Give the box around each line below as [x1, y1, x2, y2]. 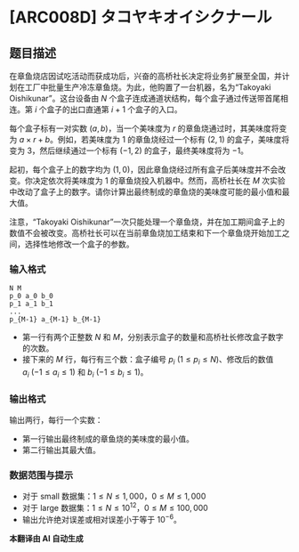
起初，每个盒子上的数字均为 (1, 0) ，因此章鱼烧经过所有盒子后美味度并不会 [9, 165, 279, 175]
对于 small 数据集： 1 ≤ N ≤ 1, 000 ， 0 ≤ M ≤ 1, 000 [21, 491, 206, 502]
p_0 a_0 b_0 [9, 292, 53, 301]
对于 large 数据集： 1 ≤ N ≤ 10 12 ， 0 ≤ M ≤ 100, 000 [21, 501, 209, 514]
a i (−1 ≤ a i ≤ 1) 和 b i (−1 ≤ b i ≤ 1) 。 [21, 367, 149, 379]
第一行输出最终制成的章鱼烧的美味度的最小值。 [21, 434, 194, 444]
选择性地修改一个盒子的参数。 [24, 239, 134, 249]
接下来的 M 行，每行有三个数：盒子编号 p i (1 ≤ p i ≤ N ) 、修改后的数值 [21, 354, 274, 367]
